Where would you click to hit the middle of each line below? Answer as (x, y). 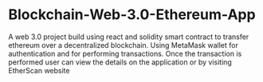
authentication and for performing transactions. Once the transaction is (125, 53)
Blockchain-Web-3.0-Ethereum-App (132, 15)
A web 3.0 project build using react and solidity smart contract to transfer (129, 37)
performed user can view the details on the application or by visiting (120, 62)
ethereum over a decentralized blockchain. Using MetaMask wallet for (124, 45)
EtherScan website (39, 70)
